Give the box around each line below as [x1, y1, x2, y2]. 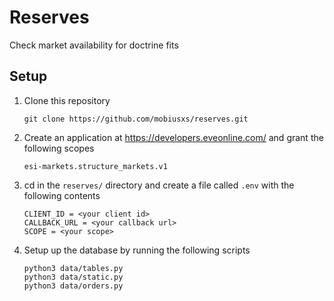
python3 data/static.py [23, 272, 124, 282]
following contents [23, 189, 101, 201]
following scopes [23, 142, 95, 154]
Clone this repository [23, 94, 111, 106]
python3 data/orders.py [23, 281, 124, 291]
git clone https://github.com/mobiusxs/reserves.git [23, 114, 249, 124]
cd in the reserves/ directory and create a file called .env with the [23, 179, 295, 191]
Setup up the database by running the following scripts [23, 244, 251, 256]
